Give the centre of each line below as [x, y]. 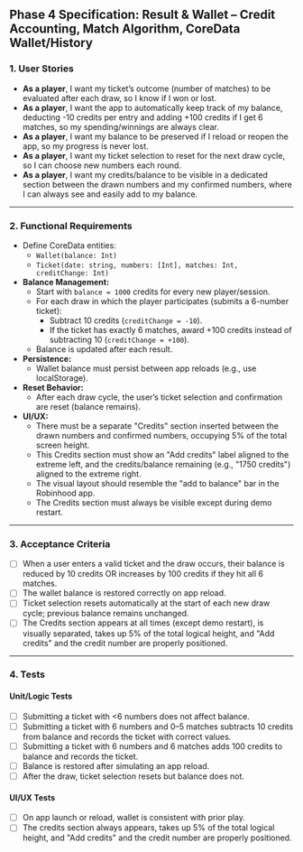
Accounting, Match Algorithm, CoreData [125, 29]
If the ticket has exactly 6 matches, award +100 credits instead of [170, 329]
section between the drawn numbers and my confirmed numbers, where [157, 184]
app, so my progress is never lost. [85, 146]
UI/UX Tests [32, 797]
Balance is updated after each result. [104, 349]
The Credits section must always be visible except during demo [154, 502]
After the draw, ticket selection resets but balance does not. [133, 776]
